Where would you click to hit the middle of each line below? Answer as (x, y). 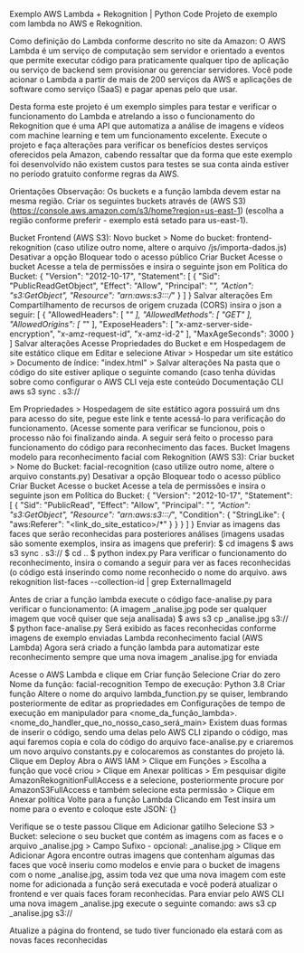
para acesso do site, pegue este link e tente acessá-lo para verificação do (147, 419)
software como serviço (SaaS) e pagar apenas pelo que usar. (123, 89)
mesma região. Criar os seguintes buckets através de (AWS (120, 201)
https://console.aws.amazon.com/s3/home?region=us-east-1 (126, 211)
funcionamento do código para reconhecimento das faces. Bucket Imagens (150, 447)
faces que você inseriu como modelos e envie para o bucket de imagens (145, 865)
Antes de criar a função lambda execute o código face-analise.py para (141, 599)
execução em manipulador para (69, 713)
